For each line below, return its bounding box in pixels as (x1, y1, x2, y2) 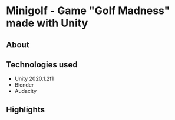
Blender (14, 81, 34, 88)
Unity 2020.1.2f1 (14, 75, 54, 83)
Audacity (14, 88, 37, 95)
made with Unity (6, 16, 88, 30)
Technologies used (6, 60, 78, 70)
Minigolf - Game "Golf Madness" (6, 4, 170, 18)
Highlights (6, 104, 45, 115)
